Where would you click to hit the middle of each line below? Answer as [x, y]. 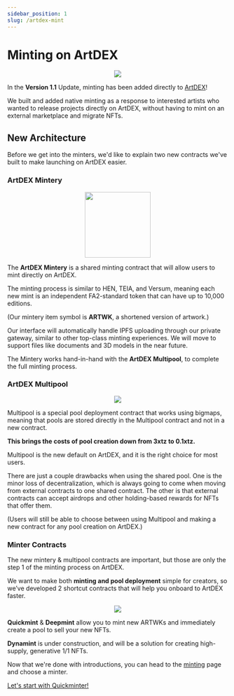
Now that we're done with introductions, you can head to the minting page [115, 664]
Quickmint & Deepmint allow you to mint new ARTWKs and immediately [111, 622]
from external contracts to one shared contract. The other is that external [113, 490]
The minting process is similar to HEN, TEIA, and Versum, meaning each [111, 288]
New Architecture [47, 138]
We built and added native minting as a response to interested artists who [113, 101]
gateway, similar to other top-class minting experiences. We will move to [112, 337]
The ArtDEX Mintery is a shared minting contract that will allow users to [111, 267]
